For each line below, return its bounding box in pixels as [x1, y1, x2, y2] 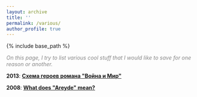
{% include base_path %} [6, 42, 70, 50]
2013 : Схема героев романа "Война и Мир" [6, 72, 122, 79]
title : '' [6, 15, 32, 21]
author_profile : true [6, 25, 61, 32]
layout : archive [6, 8, 47, 15]
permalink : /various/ [6, 20, 61, 26]
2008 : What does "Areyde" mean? [6, 84, 96, 92]
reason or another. [6, 61, 53, 68]
